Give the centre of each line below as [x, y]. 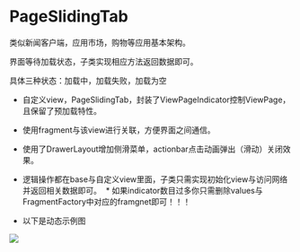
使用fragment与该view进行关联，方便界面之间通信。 [119, 130]
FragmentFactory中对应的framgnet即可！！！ [106, 201]
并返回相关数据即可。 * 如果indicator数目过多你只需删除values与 [142, 190]
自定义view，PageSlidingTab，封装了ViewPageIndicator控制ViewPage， [156, 100]
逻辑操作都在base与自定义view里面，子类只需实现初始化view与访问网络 [155, 179]
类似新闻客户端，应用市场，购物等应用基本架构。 [100, 42]
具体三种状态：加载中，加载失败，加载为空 [88, 80]
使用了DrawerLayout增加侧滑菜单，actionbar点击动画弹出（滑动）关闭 [152, 149]
